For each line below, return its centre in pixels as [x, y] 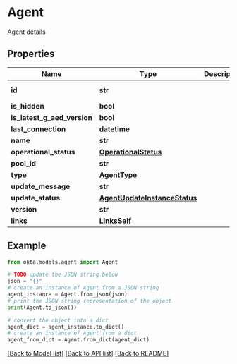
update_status [36, 198]
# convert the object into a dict [58, 320]
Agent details [26, 32]
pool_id [24, 163]
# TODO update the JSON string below [63, 275]
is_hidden [28, 106]
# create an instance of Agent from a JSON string [83, 288]
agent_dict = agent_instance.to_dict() [66, 327]
